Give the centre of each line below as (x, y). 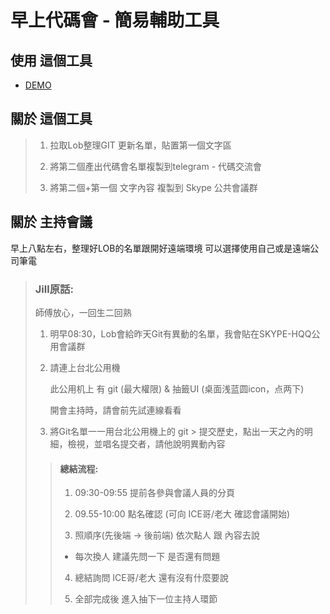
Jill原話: (54, 289)
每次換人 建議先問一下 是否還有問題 (147, 557)
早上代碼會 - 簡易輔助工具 (115, 20)
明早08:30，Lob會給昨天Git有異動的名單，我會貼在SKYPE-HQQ (180, 333)
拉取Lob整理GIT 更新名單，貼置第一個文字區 (140, 145)
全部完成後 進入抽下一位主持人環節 (146, 599)
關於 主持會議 (51, 222)
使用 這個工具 (51, 60)
